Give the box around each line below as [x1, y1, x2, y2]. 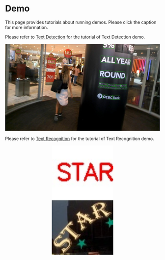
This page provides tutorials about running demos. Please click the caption [5, 19, 157, 25]
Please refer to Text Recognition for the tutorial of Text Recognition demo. [5, 136, 154, 142]
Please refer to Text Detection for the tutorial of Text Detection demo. [5, 34, 145, 40]
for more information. [5, 24, 48, 30]
